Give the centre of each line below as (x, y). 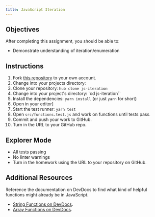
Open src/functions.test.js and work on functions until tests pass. (82, 114)
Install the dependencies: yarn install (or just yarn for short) (75, 99)
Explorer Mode (29, 140)
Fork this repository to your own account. (54, 78)
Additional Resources (39, 178)
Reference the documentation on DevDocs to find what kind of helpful (76, 190)
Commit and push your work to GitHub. (52, 120)
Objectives (23, 30)
